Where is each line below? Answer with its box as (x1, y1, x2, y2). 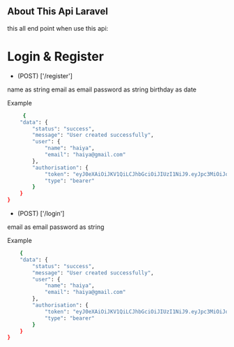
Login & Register (7, 49, 104, 64)
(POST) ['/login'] (17, 209, 65, 217)
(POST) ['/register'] (17, 71, 73, 80)
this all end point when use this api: (7, 24, 109, 32)
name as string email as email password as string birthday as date (7, 85, 197, 94)
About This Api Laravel (7, 6, 109, 17)
